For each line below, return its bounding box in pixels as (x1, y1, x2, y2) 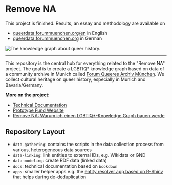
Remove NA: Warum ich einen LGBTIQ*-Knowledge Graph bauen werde (12, 112, 165, 118)
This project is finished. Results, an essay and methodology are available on (5, 20, 165, 26)
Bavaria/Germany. (5, 81, 44, 88)
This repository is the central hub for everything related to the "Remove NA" (5, 60, 165, 66)
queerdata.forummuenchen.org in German (12, 35, 102, 42)
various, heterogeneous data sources (12, 147, 92, 153)
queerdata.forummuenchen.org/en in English (12, 30, 107, 36)
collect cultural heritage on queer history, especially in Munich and (5, 76, 146, 83)
